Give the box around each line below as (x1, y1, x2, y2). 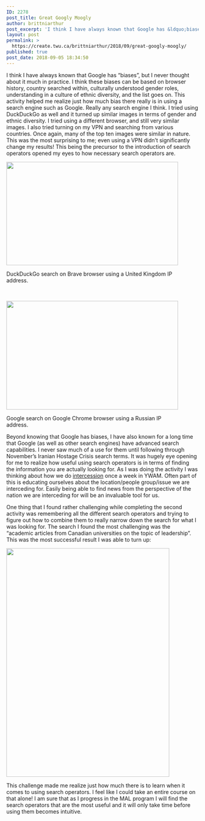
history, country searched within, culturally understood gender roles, (6, 84, 179, 92)
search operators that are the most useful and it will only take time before (6, 801, 191, 809)
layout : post (6, 32, 40, 38)
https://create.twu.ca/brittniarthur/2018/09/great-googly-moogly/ (12, 44, 187, 50)
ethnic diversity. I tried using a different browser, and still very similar (6, 117, 180, 124)
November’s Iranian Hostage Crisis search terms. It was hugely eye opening (6, 452, 197, 460)
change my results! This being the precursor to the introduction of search (6, 143, 191, 150)
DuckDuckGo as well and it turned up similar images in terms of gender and (6, 110, 196, 118)
